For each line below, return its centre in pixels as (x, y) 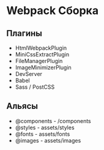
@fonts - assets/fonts (43, 134)
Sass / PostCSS (35, 87)
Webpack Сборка (53, 11)
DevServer (29, 74)
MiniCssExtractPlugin (42, 54)
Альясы (22, 106)
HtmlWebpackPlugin (41, 48)
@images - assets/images (48, 140)
